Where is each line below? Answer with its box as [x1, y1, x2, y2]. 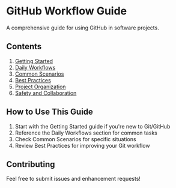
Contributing [6, 159, 55, 169]
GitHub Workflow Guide [6, 4, 127, 18]
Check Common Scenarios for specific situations [14, 135, 136, 142]
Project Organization [14, 83, 66, 90]
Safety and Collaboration [14, 89, 77, 97]
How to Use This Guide [6, 107, 93, 117]
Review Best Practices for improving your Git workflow [14, 142, 150, 149]
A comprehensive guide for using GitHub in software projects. [6, 24, 159, 31]
